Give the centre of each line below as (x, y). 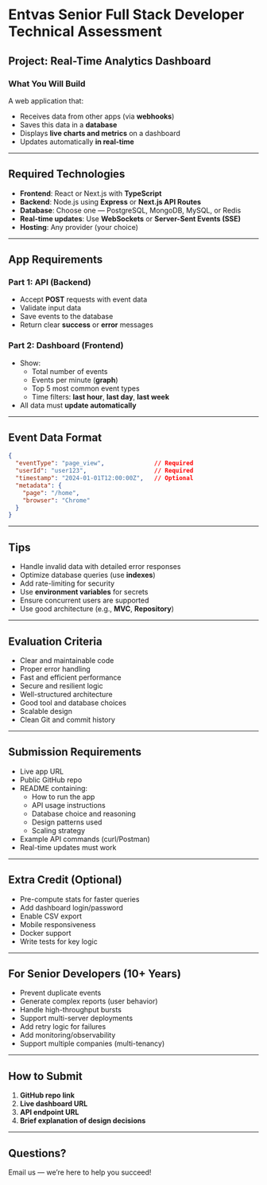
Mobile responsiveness (58, 924)
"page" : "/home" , (51, 493)
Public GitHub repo (51, 780)
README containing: (54, 788)
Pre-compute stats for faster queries (79, 899)
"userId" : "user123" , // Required (104, 471)
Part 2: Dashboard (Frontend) (66, 345)
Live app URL (42, 771)
